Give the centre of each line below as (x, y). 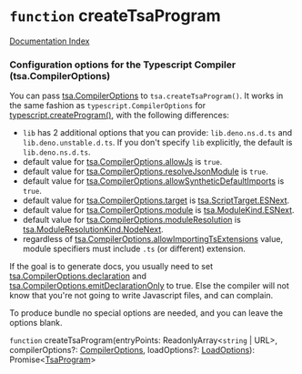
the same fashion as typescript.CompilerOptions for (108, 106)
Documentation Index (50, 41)
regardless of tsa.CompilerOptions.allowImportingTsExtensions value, (153, 239)
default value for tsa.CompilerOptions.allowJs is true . (122, 162)
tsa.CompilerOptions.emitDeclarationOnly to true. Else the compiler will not (149, 286)
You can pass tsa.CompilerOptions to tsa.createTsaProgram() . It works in (146, 96)
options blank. (36, 323)
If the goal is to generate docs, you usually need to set (111, 267)
